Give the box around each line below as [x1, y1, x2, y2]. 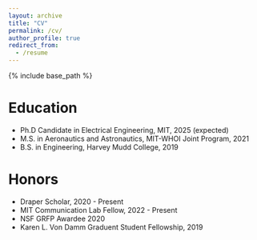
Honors [8, 170, 58, 189]
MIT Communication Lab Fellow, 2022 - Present [19, 205, 178, 214]
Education [8, 99, 78, 117]
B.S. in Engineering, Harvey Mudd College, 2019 [19, 142, 179, 152]
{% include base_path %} [8, 71, 93, 80]
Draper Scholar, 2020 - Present [19, 197, 124, 206]
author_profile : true [8, 34, 81, 42]
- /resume [15, 49, 48, 57]
